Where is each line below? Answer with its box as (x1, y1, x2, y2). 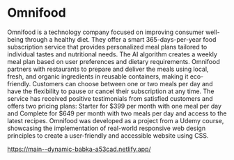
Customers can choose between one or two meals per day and (32, 79, 213, 88)
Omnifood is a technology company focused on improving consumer (7, 28, 204, 36)
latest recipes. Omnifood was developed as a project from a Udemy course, (7, 116, 224, 125)
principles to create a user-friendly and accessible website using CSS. (7, 131, 209, 140)
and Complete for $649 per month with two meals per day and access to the (7, 109, 227, 118)
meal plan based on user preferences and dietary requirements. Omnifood (7, 57, 221, 65)
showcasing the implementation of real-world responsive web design (7, 124, 206, 132)
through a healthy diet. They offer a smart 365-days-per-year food (24, 35, 217, 43)
